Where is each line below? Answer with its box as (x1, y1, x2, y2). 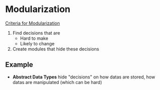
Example (5, 60, 33, 69)
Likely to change (20, 40, 55, 46)
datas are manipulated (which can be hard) (12, 79, 102, 85)
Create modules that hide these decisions (12, 46, 99, 52)
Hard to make (20, 35, 48, 41)
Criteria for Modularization (5, 20, 60, 26)
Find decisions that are (12, 30, 61, 36)
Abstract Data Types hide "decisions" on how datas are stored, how (12, 74, 155, 80)
